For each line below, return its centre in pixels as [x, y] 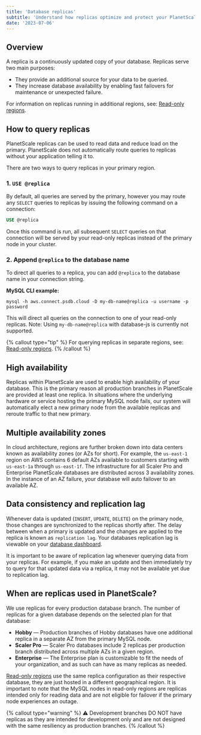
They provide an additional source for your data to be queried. [92, 80]
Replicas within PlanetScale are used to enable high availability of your [93, 382]
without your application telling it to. [50, 156]
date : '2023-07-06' [31, 23]
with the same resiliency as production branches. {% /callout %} [86, 725]
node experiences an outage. [42, 701]
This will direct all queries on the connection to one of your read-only [92, 318]
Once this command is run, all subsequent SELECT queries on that [86, 232]
